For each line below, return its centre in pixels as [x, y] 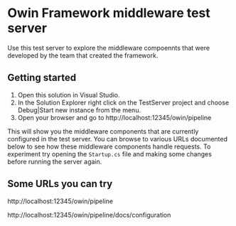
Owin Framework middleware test [109, 13]
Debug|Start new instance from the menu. [79, 110]
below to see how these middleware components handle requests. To [109, 146]
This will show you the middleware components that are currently [103, 131]
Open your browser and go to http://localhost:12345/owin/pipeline [114, 117]
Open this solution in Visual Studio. [69, 95]
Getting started [42, 78]
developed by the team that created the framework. [83, 55]
